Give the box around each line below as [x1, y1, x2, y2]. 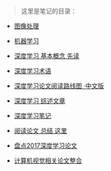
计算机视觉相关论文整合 [13, 156, 82, 165]
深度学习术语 [13, 67, 51, 75]
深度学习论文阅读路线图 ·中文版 [13, 82, 104, 90]
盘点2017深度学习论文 [13, 141, 77, 150]
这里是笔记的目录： [20, 7, 77, 15]
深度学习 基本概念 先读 [13, 52, 79, 60]
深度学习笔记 [13, 112, 51, 120]
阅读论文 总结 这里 [13, 127, 67, 134]
